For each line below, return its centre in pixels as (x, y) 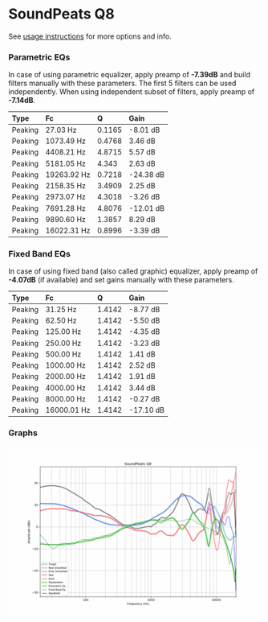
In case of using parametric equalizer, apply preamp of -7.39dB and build (130, 75)
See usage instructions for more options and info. (90, 36)
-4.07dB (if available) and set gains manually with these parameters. (121, 280)
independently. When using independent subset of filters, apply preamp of (132, 92)
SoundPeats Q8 (61, 14)
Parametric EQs (39, 57)
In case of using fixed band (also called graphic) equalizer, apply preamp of (133, 271)
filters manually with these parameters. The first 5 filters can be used (122, 83)
